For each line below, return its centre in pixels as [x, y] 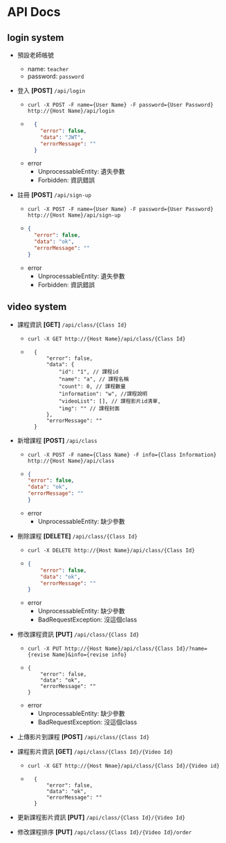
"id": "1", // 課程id [88, 372]
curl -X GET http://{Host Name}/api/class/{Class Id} [106, 339]
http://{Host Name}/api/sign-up [74, 215]
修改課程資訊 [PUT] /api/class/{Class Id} [78, 635]
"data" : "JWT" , [62, 137]
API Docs [34, 12]
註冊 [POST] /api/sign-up [54, 195]
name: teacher [48, 69]
